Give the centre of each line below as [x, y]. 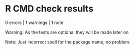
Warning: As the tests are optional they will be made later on [67, 32]
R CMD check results [49, 9]
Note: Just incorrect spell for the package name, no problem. [68, 42]
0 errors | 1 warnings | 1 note [34, 22]
